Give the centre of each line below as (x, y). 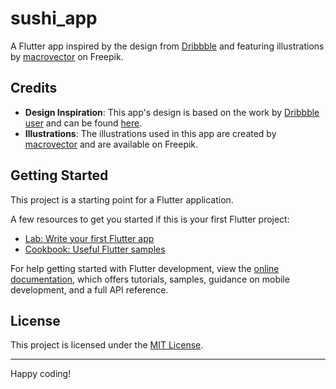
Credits (34, 88)
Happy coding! (41, 374)
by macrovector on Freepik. (67, 56)
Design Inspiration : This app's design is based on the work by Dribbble (172, 112)
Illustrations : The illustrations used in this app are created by (150, 133)
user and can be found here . (83, 123)
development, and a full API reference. (89, 289)
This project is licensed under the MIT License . (107, 345)
